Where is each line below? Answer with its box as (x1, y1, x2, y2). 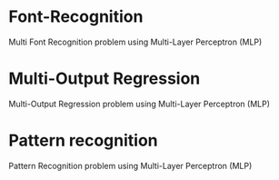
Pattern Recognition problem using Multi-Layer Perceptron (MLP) (8, 160, 253, 171)
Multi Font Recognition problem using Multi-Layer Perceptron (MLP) (8, 36, 263, 47)
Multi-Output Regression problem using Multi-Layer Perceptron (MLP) (8, 98, 270, 109)
